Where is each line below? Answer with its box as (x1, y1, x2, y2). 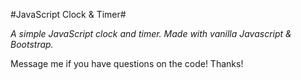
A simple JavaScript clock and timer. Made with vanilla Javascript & (10, 28, 292, 39)
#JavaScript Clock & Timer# (10, 9, 127, 20)
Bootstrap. (10, 39, 54, 50)
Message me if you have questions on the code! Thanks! (10, 58, 244, 69)
